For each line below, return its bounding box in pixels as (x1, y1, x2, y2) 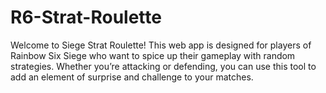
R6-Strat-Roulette (10, 6, 162, 29)
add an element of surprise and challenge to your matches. (10, 71, 254, 83)
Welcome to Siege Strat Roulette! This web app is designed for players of (10, 39, 312, 51)
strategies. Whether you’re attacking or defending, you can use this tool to (10, 60, 317, 72)
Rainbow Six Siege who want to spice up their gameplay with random (10, 49, 296, 61)
